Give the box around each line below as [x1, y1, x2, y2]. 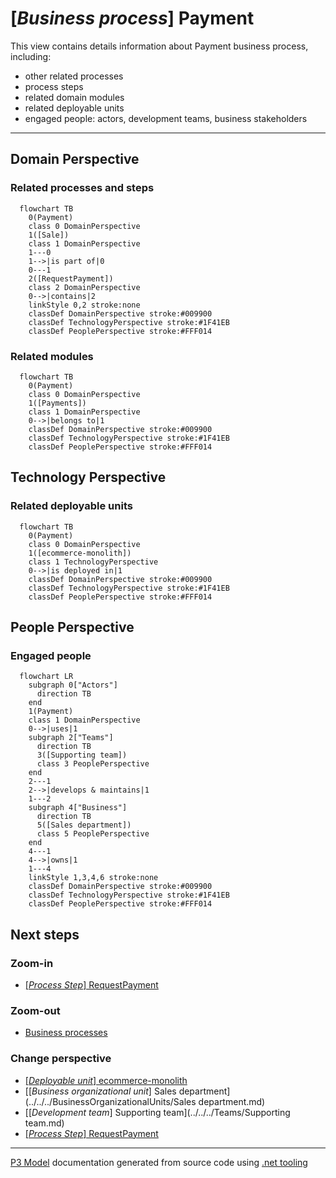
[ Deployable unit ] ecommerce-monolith [24, 1074, 188, 1086]
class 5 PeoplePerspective [36, 829, 150, 839]
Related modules [10, 349, 94, 363]
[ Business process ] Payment [10, 7, 255, 30]
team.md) [24, 1117, 65, 1129]
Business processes [24, 1027, 108, 1039]
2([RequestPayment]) [28, 273, 114, 284]
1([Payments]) [28, 398, 87, 408]
